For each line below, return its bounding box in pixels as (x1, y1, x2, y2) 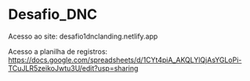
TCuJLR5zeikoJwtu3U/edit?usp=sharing (8, 63, 139, 72)
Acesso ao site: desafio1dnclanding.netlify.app (8, 31, 158, 41)
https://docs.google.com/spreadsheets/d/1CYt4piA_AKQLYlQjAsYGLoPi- (8, 55, 242, 64)
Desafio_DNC (8, 6, 98, 24)
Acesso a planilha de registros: (8, 46, 108, 56)
